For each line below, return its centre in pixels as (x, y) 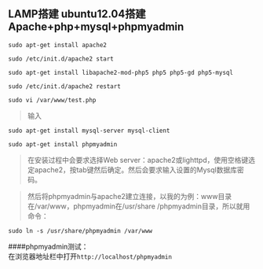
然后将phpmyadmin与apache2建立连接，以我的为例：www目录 (130, 196)
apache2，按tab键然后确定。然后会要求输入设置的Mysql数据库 (136, 170)
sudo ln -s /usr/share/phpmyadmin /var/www (80, 230)
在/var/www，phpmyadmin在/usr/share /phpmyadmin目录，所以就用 (139, 206)
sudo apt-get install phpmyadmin (63, 144)
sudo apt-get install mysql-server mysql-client (89, 131)
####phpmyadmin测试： (48, 246)
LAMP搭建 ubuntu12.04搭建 (77, 14)
